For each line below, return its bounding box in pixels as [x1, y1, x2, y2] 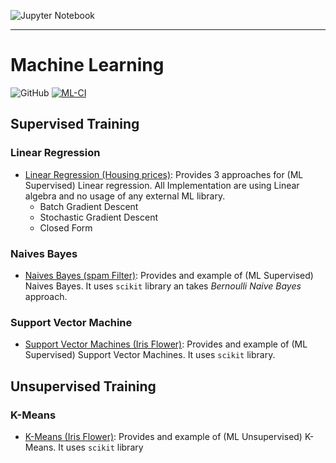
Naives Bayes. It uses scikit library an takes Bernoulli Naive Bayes [24, 280, 302, 292]
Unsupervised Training [10, 378, 157, 395]
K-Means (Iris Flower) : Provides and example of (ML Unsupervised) [24, 430, 303, 442]
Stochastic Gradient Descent [39, 211, 159, 223]
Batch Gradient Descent [39, 200, 139, 212]
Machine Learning [10, 54, 165, 77]
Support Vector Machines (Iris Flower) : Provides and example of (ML [24, 338, 308, 350]
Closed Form [39, 221, 93, 234]
